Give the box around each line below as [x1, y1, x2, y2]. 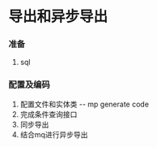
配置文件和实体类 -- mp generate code [19, 99, 150, 109]
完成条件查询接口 [19, 109, 78, 119]
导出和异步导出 [8, 7, 108, 26]
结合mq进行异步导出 [19, 129, 88, 139]
